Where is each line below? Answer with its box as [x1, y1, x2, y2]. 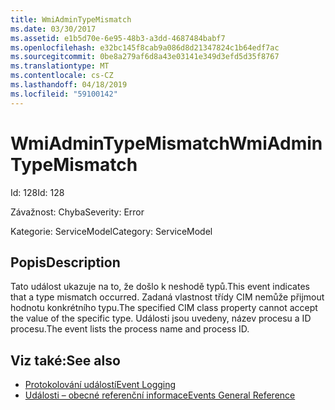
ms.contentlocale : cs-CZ [10, 71, 114, 81]
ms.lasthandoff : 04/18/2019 [10, 80, 128, 90]
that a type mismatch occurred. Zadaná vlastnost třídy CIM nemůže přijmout [10, 291, 325, 303]
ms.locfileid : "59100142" [10, 89, 118, 99]
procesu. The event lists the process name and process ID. [10, 323, 250, 335]
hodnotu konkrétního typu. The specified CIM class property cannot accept [10, 302, 318, 314]
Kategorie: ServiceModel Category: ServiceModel [10, 225, 213, 237]
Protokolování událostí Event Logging [24, 379, 177, 391]
